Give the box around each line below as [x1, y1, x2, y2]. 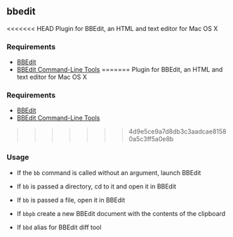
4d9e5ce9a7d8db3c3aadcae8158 [128, 127, 227, 136]
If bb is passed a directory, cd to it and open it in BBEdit [16, 182, 177, 191]
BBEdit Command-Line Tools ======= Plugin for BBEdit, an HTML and [16, 65, 223, 74]
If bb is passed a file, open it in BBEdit [16, 196, 126, 204]
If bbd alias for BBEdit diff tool [16, 223, 102, 231]
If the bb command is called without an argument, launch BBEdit [16, 168, 201, 177]
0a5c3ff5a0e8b [128, 135, 174, 143]
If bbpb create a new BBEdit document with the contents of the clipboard [16, 209, 226, 217]
